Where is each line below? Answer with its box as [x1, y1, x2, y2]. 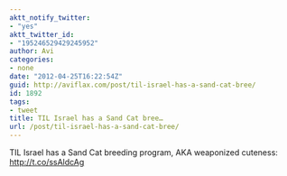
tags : [9, 97, 30, 107]
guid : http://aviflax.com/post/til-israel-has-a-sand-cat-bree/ [9, 80, 256, 89]
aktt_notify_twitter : [9, 13, 91, 23]
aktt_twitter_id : [9, 30, 75, 39]
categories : [9, 55, 54, 64]
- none [9, 64, 34, 73]
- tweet [9, 106, 39, 115]
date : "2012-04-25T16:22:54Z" [9, 72, 124, 81]
